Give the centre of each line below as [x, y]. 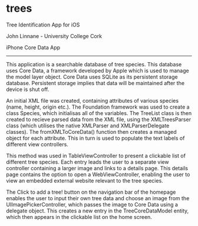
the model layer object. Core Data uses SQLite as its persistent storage [92, 77]
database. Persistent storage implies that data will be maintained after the [95, 83]
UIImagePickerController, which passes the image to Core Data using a [92, 204]
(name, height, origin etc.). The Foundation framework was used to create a [98, 107]
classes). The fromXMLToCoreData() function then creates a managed [91, 131]
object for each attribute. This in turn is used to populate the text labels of [95, 138]
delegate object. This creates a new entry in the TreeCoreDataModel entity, [98, 211]
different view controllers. [37, 144]
